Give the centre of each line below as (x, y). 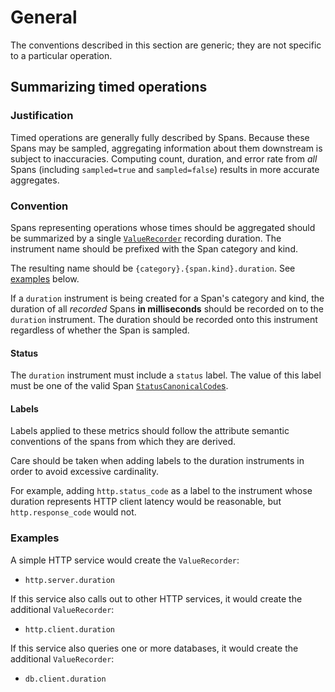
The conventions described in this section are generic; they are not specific (166, 45)
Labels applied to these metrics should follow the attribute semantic (150, 431)
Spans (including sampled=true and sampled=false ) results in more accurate (165, 169)
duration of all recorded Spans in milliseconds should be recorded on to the (167, 308)
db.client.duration (65, 679)
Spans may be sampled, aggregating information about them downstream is (166, 148)
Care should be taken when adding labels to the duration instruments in (157, 461)
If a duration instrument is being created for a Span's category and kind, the (167, 298)
